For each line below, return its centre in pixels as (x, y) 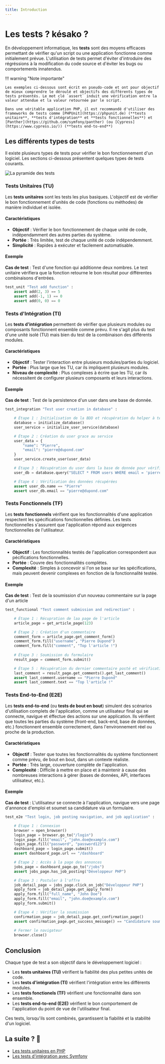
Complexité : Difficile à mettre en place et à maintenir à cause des (79, 770)
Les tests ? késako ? (47, 34)
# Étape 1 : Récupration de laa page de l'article (67, 618)
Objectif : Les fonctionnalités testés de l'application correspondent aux (84, 552)
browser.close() (31, 935)
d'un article (17, 601)
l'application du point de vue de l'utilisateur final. (61, 1009)
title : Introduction (26, 10)
